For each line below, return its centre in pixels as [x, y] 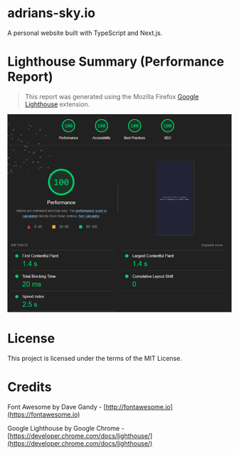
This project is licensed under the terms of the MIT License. [95, 358]
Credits [30, 387]
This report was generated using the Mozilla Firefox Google [112, 96]
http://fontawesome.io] [139, 407]
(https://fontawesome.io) [44, 414]
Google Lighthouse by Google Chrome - [66, 428]
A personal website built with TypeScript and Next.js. [85, 33]
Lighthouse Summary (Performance [116, 62]
